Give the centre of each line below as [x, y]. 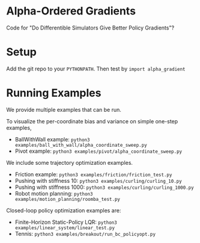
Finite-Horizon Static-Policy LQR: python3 [66, 222]
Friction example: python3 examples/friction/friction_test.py [93, 174]
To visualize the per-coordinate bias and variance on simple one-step [92, 121]
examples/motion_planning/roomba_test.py [67, 199]
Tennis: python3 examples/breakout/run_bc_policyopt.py [85, 233]
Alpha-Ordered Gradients [71, 11]
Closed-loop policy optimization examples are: [64, 210]
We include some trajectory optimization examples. [70, 162]
